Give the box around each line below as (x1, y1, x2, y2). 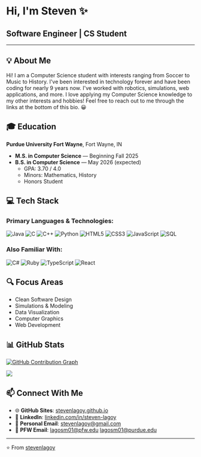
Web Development (14, 321, 61, 329)
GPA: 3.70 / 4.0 (23, 165, 62, 172)
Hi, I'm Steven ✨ (6, 4, 88, 18)
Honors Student (23, 178, 63, 185)
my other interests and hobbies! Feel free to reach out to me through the (6, 97, 184, 104)
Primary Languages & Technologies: (6, 217, 114, 225)
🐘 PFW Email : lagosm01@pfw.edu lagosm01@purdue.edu (14, 426, 157, 434)
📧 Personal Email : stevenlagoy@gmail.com (14, 420, 121, 427)
